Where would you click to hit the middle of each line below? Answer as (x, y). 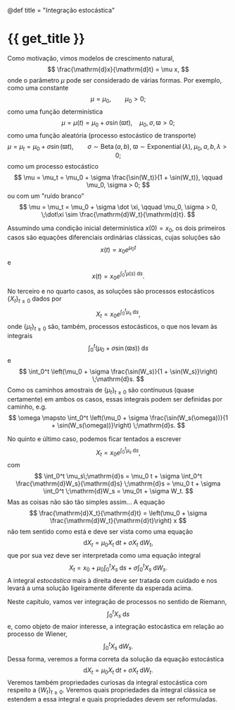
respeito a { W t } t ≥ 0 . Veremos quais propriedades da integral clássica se (112, 691)
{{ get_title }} (46, 39)
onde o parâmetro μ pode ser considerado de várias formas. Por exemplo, (115, 80)
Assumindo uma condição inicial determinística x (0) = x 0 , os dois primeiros (116, 229)
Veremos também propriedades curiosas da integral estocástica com (107, 682)
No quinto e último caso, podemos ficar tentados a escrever (94, 439)
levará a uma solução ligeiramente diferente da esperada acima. (100, 588)
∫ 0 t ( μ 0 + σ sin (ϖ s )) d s (118, 348)
